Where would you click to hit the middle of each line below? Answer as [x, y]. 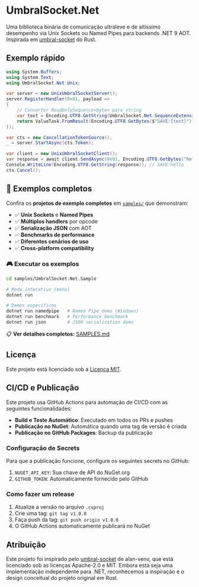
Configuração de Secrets [43, 448]
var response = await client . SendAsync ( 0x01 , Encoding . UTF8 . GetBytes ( [95, 159]
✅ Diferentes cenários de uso [52, 241]
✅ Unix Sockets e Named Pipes [54, 214]
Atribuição [26, 545]
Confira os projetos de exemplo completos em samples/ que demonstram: [97, 203]
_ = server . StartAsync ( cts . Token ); [50, 143]
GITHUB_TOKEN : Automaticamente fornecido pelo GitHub [81, 478]
